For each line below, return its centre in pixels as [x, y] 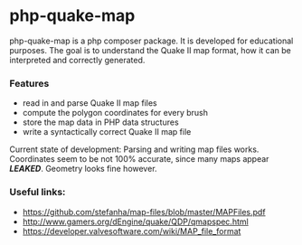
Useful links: [38, 193]
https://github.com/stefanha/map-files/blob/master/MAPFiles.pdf [144, 212]
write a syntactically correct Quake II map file [107, 132]
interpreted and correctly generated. [77, 60]
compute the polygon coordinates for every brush [115, 113]
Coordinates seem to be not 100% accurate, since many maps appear [139, 159]
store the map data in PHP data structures [100, 122]
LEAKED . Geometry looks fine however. [83, 169]
